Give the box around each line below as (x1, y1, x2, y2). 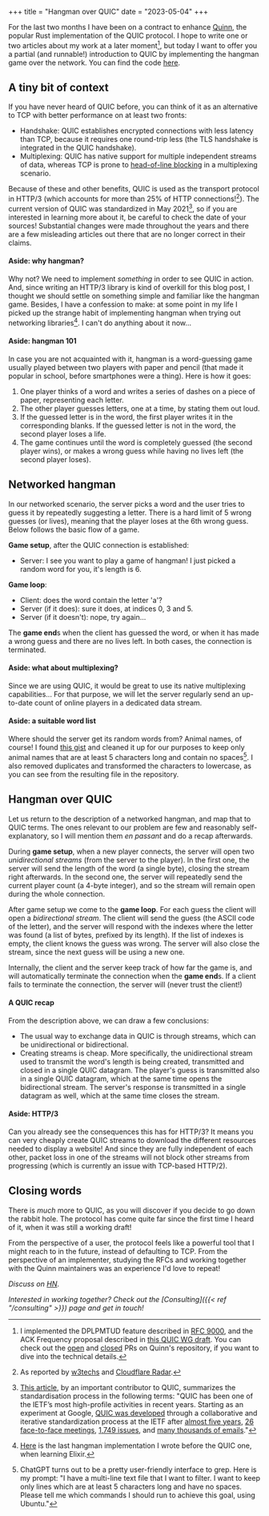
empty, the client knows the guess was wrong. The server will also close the (8, 939, 260, 948)
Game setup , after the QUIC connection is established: (8, 540, 190, 549)
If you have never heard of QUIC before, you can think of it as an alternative (8, 102, 259, 111)
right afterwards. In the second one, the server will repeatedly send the (8, 872, 243, 882)
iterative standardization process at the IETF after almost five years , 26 (19, 1417, 255, 1426)
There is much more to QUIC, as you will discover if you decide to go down (8, 1205, 255, 1215)
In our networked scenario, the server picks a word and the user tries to (8, 499, 246, 509)
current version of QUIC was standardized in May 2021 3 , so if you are (8, 203, 238, 213)
